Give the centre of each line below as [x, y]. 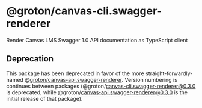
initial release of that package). [44, 98]
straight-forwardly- [169, 73]
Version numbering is [151, 79]
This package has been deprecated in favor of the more [75, 73]
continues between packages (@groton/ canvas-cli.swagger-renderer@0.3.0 [101, 86]
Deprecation [30, 59]
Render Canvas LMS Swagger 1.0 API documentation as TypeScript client [97, 40]
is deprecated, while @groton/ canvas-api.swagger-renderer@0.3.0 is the [97, 92]
